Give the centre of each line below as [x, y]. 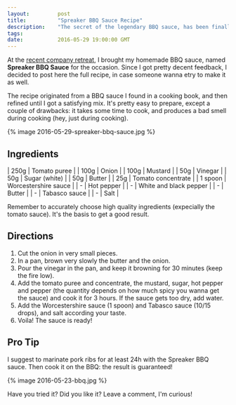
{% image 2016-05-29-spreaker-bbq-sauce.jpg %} [81, 132]
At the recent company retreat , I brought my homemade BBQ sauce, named [117, 60]
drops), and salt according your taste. [72, 312]
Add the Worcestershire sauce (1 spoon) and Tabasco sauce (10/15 [114, 305]
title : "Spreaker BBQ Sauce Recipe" [75, 20]
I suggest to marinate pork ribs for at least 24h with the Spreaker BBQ [108, 359]
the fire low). [36, 275]
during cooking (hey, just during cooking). [68, 118]
